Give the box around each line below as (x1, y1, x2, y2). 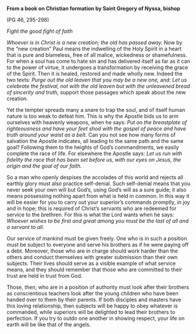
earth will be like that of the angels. (6, 321, 91, 328)
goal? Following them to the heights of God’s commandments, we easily (6, 144, 180, 151)
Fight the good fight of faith (6, 28, 73, 35)
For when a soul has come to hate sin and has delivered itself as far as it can (6, 58, 190, 64)
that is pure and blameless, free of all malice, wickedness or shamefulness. (6, 52, 187, 58)
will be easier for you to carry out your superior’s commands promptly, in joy (6, 199, 190, 206)
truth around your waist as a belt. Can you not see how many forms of (6, 131, 176, 138)
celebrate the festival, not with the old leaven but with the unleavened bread (6, 83, 190, 90)
